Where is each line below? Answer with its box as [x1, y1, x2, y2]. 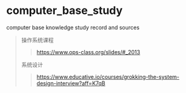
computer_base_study [6, 4, 123, 18]
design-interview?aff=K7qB [36, 80, 106, 87]
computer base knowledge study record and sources [6, 24, 140, 31]
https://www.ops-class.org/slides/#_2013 [36, 48, 140, 55]
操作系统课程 [21, 36, 54, 43]
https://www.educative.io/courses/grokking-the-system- [36, 73, 180, 80]
